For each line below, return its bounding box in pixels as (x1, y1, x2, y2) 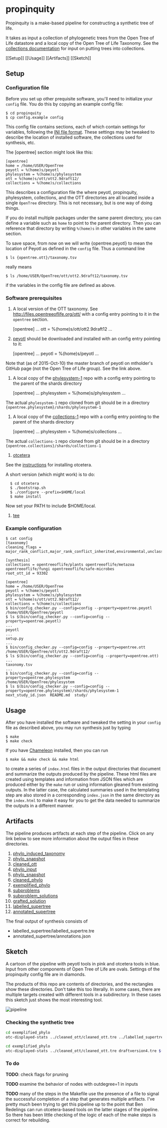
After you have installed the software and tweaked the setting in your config (5, 719, 161, 725)
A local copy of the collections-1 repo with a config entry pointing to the (12, 414, 160, 420)
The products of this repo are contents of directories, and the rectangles (5, 981, 154, 987)
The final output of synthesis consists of (5, 918, 88, 924)
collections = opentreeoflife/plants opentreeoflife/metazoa (5, 562, 135, 567)
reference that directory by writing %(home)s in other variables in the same (5, 225, 156, 231)
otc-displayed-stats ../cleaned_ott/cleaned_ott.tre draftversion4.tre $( (5, 1048, 164, 1053)
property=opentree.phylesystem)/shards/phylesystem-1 (5, 689, 119, 694)
